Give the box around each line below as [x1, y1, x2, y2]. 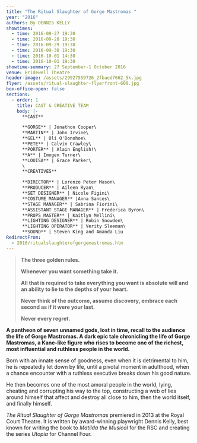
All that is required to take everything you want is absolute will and [20, 279, 189, 286]
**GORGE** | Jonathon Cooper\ [21, 124, 97, 131]
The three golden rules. [20, 256, 80, 263]
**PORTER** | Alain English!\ [21, 146, 97, 152]
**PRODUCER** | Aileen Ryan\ [21, 185, 94, 191]
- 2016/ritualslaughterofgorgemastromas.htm [11, 240, 123, 246]
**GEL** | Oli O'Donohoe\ [21, 135, 86, 141]
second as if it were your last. [20, 303, 95, 311]
